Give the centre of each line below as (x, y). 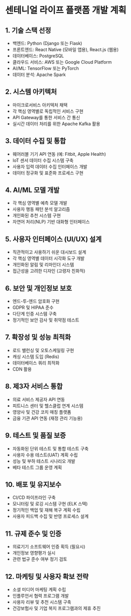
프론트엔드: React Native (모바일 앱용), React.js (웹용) (65, 50)
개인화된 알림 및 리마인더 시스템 (43, 265)
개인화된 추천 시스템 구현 (36, 215)
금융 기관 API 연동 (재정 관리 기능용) (47, 418)
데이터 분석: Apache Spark (39, 75)
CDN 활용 (22, 369)
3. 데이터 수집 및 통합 (35, 141)
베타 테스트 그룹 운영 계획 (37, 467)
